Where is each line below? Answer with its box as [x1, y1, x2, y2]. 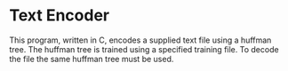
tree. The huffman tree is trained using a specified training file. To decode [9, 43, 279, 54]
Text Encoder [9, 5, 109, 26]
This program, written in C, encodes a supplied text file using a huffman [9, 35, 272, 45]
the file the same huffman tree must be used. [9, 53, 174, 64]
